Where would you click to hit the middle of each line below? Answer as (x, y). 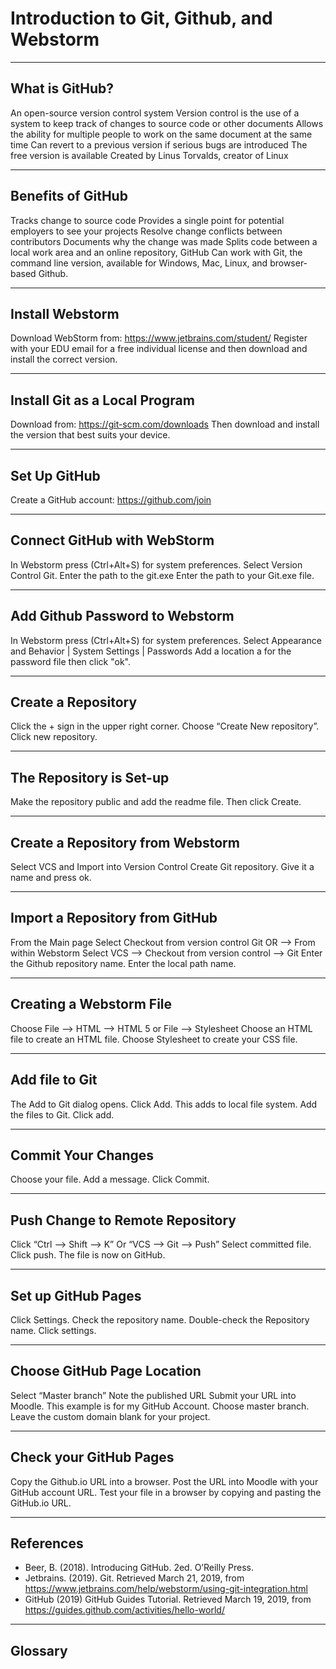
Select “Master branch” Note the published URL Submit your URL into (153, 1395)
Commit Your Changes (82, 1155)
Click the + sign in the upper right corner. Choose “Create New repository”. (165, 726)
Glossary (39, 1650)
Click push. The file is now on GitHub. (88, 1255)
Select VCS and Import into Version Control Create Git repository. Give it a (162, 867)
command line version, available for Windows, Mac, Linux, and (139, 263)
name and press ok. (51, 878)
